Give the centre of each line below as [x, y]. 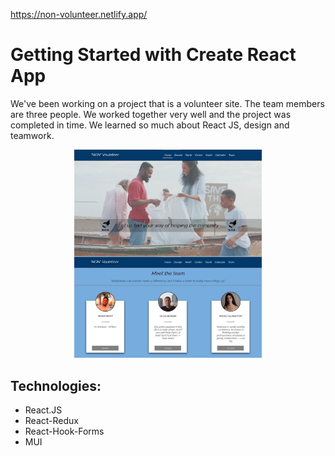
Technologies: [56, 385]
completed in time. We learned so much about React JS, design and [150, 125]
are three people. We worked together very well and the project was [151, 114]
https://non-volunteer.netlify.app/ [79, 14]
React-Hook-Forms [64, 431]
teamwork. [32, 135]
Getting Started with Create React [153, 55]
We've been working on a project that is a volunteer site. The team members [167, 103]
